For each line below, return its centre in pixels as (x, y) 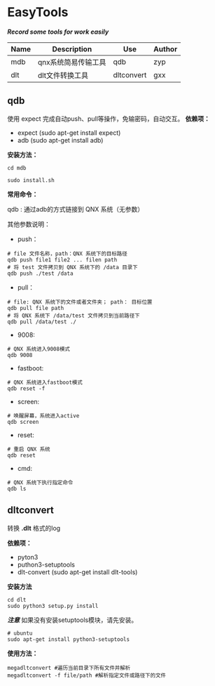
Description (72, 48)
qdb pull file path (36, 308)
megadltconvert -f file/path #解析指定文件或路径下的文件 (87, 675)
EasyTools (38, 12)
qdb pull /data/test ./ (42, 322)
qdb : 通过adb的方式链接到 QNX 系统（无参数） (76, 209)
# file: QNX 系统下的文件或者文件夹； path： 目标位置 (80, 302)
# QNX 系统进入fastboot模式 (45, 382)
